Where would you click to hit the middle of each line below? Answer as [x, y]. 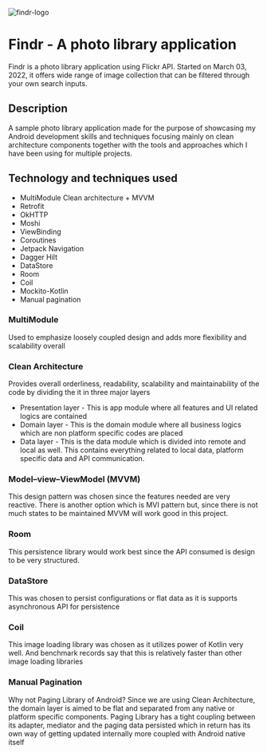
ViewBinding [40, 231]
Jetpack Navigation [52, 248]
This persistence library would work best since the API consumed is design [132, 551]
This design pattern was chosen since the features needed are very [120, 497]
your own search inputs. [48, 83]
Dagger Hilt [39, 257]
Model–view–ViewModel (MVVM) [75, 479]
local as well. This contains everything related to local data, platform [132, 450]
